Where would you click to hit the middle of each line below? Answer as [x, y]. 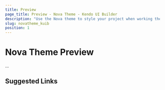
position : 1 [17, 28]
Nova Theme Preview [50, 52]
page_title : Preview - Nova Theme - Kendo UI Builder [61, 14]
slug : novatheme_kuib [27, 23]
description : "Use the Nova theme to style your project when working [79, 19]
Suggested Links [31, 81]
